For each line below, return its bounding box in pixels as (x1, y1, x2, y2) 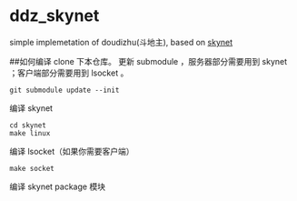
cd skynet (9, 120, 47, 130)
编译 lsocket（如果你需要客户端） (9, 146, 134, 156)
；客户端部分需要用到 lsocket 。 (9, 67, 129, 78)
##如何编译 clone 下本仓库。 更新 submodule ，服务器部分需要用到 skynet (9, 55, 288, 66)
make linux (9, 128, 51, 137)
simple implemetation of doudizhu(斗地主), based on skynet (9, 36, 233, 47)
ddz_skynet (9, 5, 100, 26)
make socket (9, 164, 54, 173)
